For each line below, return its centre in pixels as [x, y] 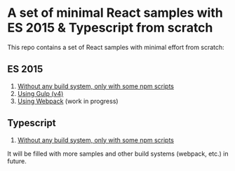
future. [17, 161]
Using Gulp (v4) [40, 93]
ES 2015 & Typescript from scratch [110, 28]
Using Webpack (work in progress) [68, 101]
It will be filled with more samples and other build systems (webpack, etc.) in [118, 153]
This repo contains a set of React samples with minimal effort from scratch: [116, 47]
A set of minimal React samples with [115, 13]
